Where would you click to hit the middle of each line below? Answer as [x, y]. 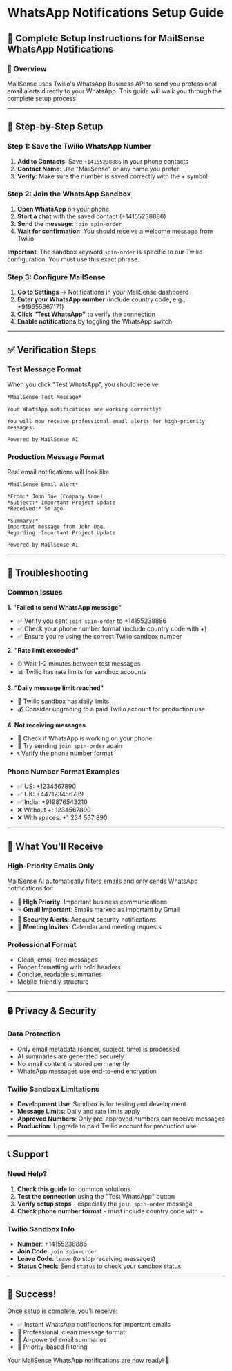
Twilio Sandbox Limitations [54, 1089]
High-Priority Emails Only [51, 866]
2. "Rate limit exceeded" [43, 650]
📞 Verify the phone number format [65, 753]
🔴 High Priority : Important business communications [92, 902]
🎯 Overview [27, 68]
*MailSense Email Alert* [43, 485]
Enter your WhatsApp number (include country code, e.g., [101, 299]
